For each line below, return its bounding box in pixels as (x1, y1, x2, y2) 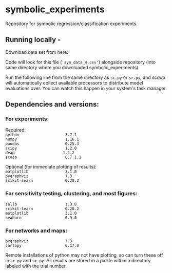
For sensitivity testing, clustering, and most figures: (5, 190, 138, 197)
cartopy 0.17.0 (5, 243, 80, 248)
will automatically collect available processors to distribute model (5, 79, 143, 86)
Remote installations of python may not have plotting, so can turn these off (5, 252, 163, 258)
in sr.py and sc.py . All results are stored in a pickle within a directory (5, 258, 151, 264)
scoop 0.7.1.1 (5, 155, 82, 160)
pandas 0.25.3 (5, 141, 80, 146)
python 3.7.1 (5, 132, 77, 138)
